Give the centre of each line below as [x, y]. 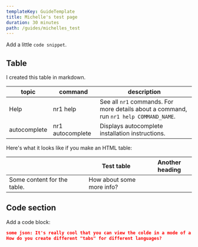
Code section [31, 208]
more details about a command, [143, 109]
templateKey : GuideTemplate [41, 11]
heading [169, 170]
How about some [112, 180]
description [144, 92]
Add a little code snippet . [36, 45]
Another [169, 162]
